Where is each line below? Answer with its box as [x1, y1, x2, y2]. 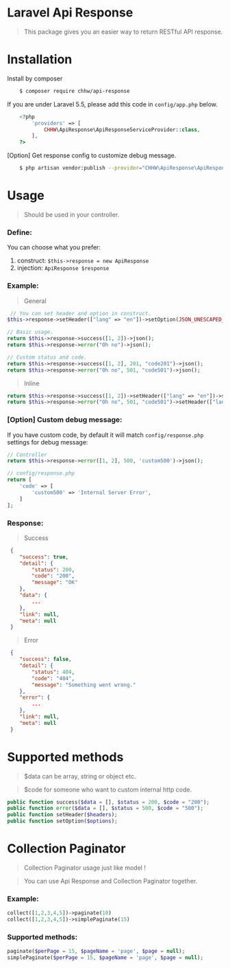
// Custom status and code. [7, 354, 88, 361]
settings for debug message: [7, 438, 88, 446]
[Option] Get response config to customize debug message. [7, 151, 177, 159]
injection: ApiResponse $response [16, 264, 110, 272]
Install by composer [7, 74, 63, 82]
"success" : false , [19, 656, 72, 663]
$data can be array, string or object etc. [23, 772, 136, 780]
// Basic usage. [7, 328, 53, 336]
